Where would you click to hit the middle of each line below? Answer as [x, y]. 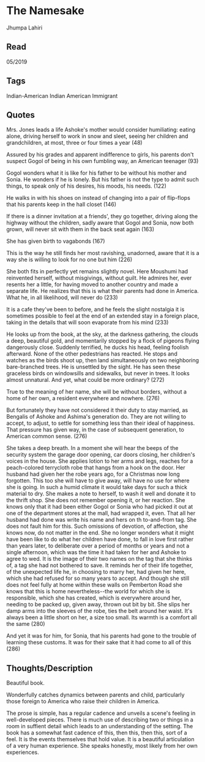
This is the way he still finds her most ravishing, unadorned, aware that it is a [103, 253]
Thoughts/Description [50, 668]
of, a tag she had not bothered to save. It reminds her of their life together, [100, 565]
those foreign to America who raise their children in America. [83, 701]
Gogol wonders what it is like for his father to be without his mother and [96, 173]
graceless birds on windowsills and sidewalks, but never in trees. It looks [98, 373]
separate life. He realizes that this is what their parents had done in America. [102, 291]
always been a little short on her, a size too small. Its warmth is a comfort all [102, 617]
